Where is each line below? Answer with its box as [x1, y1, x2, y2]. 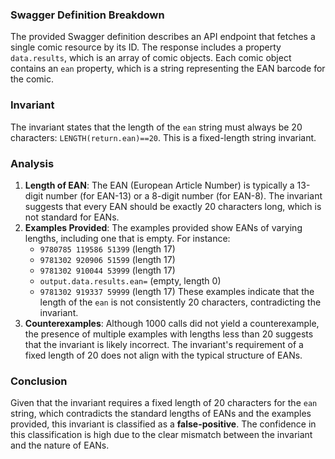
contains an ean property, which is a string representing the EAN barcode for [10, 63, 326, 75]
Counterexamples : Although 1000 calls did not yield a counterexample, [24, 317, 320, 329]
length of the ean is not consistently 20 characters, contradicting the [39, 296, 322, 308]
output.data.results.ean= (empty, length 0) [39, 274, 222, 287]
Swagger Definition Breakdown [10, 8, 165, 22]
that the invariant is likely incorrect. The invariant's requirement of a [24, 338, 304, 350]
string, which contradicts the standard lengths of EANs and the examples [10, 408, 312, 420]
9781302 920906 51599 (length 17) [39, 253, 176, 265]
